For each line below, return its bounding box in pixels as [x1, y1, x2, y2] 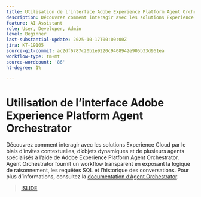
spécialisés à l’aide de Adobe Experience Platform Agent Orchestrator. [6, 154, 179, 161]
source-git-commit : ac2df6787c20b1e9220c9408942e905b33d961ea [6, 48, 165, 54]
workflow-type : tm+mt [6, 53, 60, 59]
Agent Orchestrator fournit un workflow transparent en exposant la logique [6, 160, 190, 168]
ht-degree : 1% [6, 64, 42, 71]
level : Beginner [6, 31, 47, 37]
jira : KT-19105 [6, 43, 44, 49]
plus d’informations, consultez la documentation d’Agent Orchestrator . [6, 173, 179, 180]
